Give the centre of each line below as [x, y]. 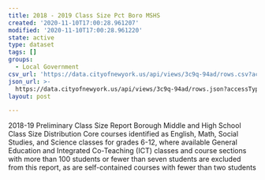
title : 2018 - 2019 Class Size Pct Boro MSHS [84, 15]
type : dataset [32, 45]
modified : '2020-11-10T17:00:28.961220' [76, 30]
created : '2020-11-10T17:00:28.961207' [74, 23]
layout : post [30, 96]
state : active [32, 37]
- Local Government [47, 67]
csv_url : [22, 74]
